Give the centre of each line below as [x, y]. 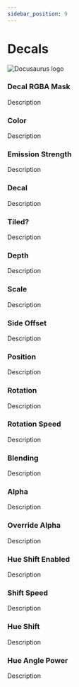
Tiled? [18, 221]
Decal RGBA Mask [39, 87]
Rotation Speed [34, 424]
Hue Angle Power [38, 660]
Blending [23, 458]
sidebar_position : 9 [38, 14]
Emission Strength [39, 154]
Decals [28, 48]
